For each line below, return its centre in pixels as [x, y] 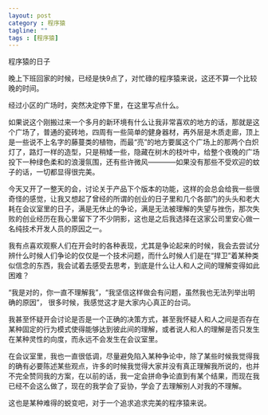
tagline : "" [28, 30]
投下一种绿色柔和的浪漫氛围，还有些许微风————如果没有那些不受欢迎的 [130, 162]
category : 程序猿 [37, 23]
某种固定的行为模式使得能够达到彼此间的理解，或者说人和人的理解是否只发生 [134, 329]
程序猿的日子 [29, 61]
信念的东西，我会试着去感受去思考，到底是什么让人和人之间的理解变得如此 [137, 266]
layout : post [30, 16]
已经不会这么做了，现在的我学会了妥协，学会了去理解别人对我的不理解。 [127, 386]
